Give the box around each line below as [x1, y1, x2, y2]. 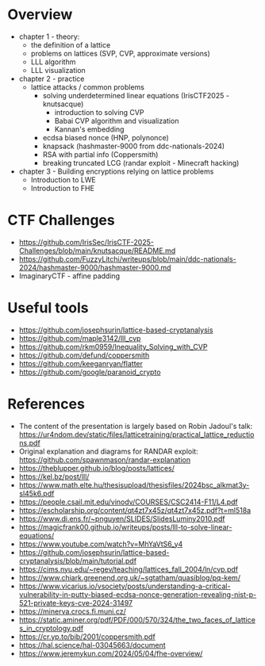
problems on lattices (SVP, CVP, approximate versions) [30, 48, 211, 58]
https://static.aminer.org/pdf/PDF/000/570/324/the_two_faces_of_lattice [18, 614, 255, 624]
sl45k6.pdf [18, 488, 55, 498]
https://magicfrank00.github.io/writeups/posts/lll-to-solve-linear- [18, 522, 232, 532]
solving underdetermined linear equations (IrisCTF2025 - [42, 90, 229, 100]
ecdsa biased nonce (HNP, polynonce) [42, 132, 169, 142]
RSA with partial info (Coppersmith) [42, 149, 159, 159]
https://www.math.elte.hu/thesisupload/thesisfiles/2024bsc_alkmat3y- [18, 480, 250, 489]
